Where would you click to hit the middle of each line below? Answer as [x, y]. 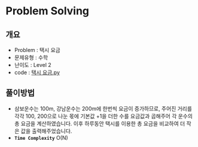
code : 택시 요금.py [37, 72]
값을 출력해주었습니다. [46, 131]
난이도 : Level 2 [33, 65]
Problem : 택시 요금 [37, 50]
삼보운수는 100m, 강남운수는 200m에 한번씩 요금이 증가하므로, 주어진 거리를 [103, 108]
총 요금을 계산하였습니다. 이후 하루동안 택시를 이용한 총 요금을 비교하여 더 [100, 123]
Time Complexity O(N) [41, 137]
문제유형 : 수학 [31, 57]
